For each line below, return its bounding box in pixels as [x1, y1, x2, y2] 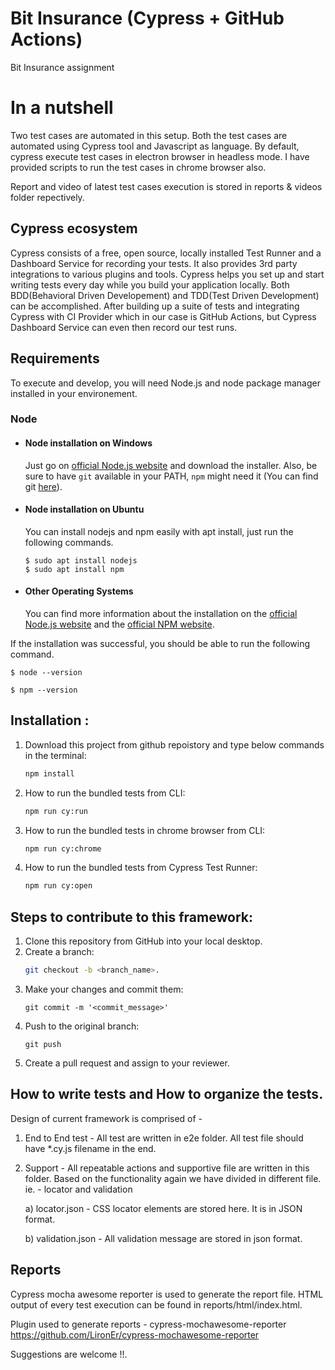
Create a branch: [24, 946, 95, 958]
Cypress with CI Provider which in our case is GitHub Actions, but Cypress [10, 310, 317, 322]
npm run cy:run [24, 806, 89, 816]
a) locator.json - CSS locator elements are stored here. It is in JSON [24, 1202, 303, 1214]
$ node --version [10, 668, 83, 678]
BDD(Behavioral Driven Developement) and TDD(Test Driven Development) [10, 289, 320, 301]
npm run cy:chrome [24, 843, 102, 854]
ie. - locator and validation [24, 1183, 133, 1195]
